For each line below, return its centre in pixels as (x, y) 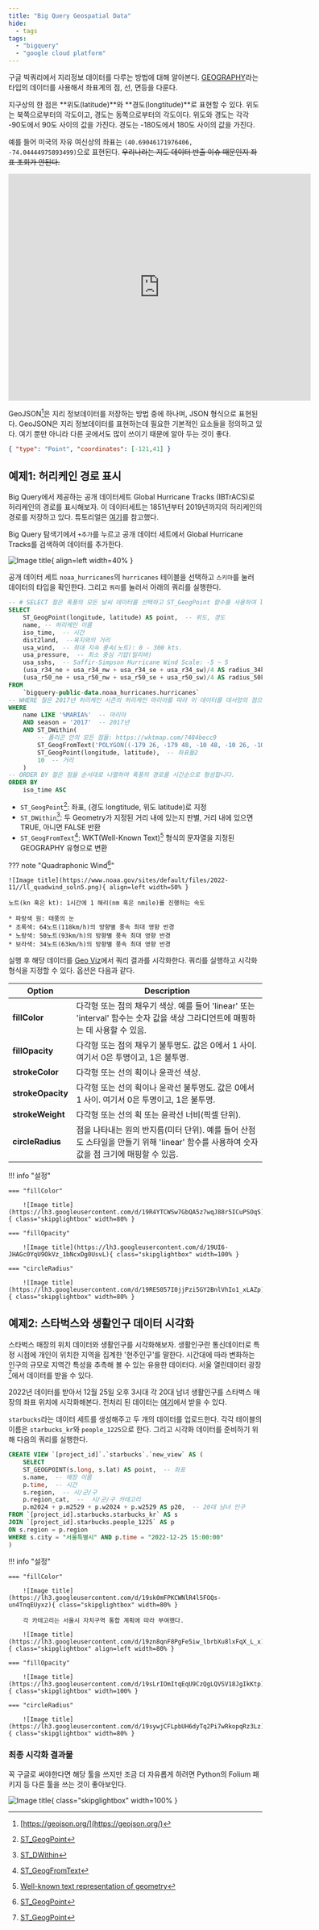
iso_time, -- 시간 (54, 633)
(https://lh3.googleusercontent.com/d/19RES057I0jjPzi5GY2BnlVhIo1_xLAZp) (137, 1289)
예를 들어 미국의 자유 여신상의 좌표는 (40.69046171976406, (101, 142)
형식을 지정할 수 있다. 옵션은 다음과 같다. (72, 970)
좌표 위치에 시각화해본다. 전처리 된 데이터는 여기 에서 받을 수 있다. (125, 1402)
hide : (17, 23)
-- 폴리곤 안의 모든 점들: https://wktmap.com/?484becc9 (127, 738)
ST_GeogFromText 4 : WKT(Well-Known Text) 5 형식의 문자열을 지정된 (127, 838)
